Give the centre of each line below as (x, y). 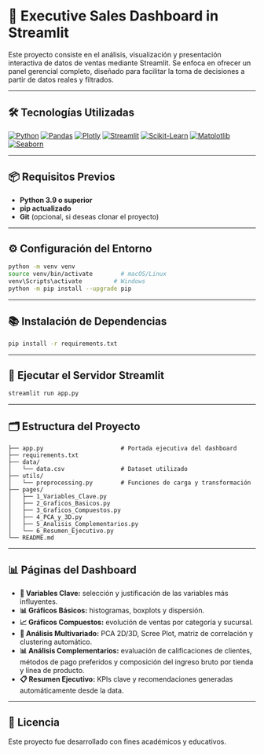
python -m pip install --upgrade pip (70, 289)
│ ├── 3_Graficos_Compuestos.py (65, 510)
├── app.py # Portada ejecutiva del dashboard (123, 449)
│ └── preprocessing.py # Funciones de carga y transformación (130, 483)
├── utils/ (26, 476)
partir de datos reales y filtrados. (61, 79)
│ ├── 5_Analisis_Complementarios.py (73, 524)
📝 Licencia (34, 723)
